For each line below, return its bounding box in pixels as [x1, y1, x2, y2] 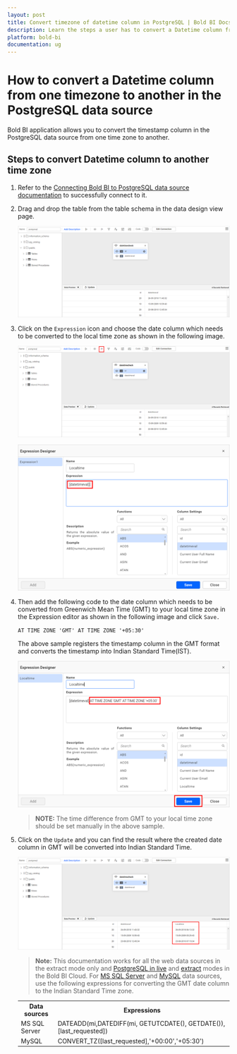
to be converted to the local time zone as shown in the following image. [17, 331, 225, 340]
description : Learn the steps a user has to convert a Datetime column [7, 26, 222, 33]
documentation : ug [7, 41, 61, 49]
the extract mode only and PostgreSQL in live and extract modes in [35, 964, 230, 972]
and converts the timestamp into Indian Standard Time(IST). [17, 647, 192, 656]
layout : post [7, 11, 46, 18]
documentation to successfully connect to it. [17, 190, 147, 199]
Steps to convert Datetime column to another [7, 154, 209, 166]
